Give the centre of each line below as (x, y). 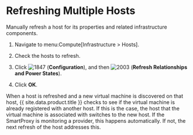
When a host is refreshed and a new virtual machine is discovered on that (94, 96)
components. (22, 33)
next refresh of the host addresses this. (54, 127)
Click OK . (26, 84)
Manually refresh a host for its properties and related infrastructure (87, 27)
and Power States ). (38, 73)
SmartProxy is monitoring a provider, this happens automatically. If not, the (96, 120)
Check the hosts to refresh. (47, 56)
